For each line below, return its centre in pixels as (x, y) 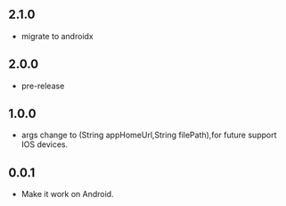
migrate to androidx (57, 36)
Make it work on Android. (67, 194)
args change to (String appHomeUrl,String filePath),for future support (149, 135)
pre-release (43, 86)
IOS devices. (45, 144)
